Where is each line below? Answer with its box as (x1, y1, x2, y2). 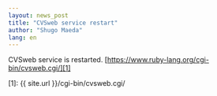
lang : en (8, 33, 37, 42)
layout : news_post (8, 11, 69, 20)
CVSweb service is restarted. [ (8, 55, 108, 65)
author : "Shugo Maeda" (8, 26, 83, 34)
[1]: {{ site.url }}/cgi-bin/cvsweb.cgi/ (8, 79, 125, 88)
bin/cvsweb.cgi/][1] (8, 64, 71, 73)
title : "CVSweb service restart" (8, 19, 118, 27)
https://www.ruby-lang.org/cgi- (107, 55, 209, 65)
